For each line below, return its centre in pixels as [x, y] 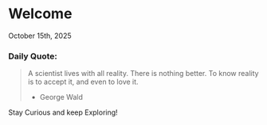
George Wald [61, 97]
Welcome [40, 14]
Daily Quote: [33, 56]
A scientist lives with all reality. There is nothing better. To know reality [143, 74]
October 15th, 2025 [40, 36]
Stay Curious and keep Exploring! [63, 112]
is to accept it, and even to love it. [83, 82]
